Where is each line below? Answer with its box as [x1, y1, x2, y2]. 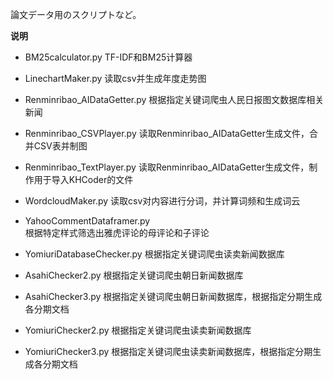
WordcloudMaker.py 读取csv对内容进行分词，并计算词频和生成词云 [24, 195, 301, 207]
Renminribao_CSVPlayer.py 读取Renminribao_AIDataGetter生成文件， [24, 128, 310, 139]
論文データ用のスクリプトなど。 [10, 9, 142, 20]
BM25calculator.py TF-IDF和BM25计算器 [24, 51, 193, 63]
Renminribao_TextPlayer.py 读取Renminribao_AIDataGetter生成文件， [24, 161, 310, 173]
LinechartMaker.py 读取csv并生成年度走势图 [24, 73, 207, 84]
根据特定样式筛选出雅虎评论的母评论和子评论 [24, 227, 210, 238]
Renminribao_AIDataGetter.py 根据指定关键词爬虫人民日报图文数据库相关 [24, 94, 325, 105]
